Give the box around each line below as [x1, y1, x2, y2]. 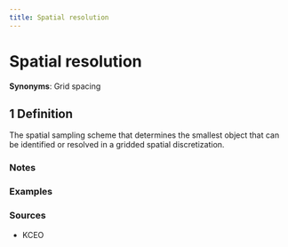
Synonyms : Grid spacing [9, 81, 101, 92]
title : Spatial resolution [9, 12, 109, 22]
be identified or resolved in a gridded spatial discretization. [9, 139, 225, 150]
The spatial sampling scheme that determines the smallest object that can [9, 130, 280, 140]
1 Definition [9, 106, 74, 121]
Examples [9, 186, 53, 198]
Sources [9, 210, 46, 222]
